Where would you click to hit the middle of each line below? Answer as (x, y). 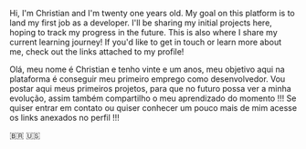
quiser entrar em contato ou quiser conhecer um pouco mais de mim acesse (153, 108)
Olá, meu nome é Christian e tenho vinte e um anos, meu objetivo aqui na (147, 69)
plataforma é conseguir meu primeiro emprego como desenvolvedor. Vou (148, 79)
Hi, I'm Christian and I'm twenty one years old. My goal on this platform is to (152, 13)
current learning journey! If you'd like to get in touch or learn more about (145, 42)
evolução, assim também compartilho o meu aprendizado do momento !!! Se (153, 98)
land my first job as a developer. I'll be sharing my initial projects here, (141, 23)
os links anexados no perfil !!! (65, 118)
